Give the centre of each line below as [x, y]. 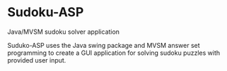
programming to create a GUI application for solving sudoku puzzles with [114, 53]
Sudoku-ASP [46, 12]
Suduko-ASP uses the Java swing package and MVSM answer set [104, 45]
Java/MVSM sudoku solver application [64, 32]
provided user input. [37, 60]
